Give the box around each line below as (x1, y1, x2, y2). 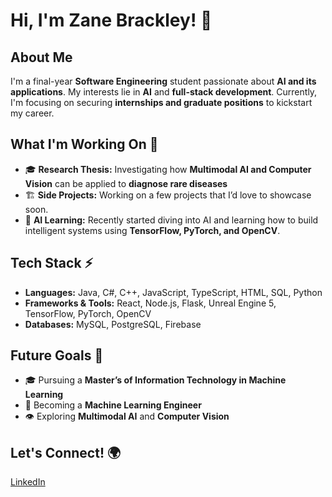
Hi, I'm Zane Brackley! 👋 (10, 9, 213, 32)
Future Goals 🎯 (10, 347, 104, 364)
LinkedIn (10, 476, 46, 488)
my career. (10, 107, 55, 119)
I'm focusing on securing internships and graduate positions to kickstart (10, 97, 313, 108)
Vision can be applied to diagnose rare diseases (24, 177, 228, 189)
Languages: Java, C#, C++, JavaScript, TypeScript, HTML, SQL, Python (24, 286, 323, 298)
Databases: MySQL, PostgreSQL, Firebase (24, 318, 202, 330)
